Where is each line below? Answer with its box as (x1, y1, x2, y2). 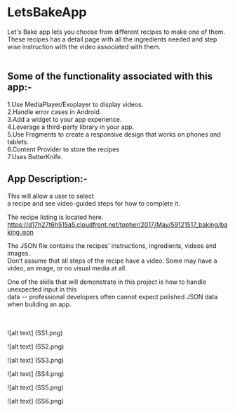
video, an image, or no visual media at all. (7, 263, 128, 272)
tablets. (7, 137, 29, 146)
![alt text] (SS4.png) (7, 369, 65, 377)
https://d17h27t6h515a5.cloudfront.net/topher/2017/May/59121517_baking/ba (7, 220, 228, 229)
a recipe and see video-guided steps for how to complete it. (7, 199, 180, 208)
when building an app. (7, 300, 72, 308)
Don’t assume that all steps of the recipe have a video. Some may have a (7, 256, 217, 265)
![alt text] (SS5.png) (7, 383, 65, 392)
